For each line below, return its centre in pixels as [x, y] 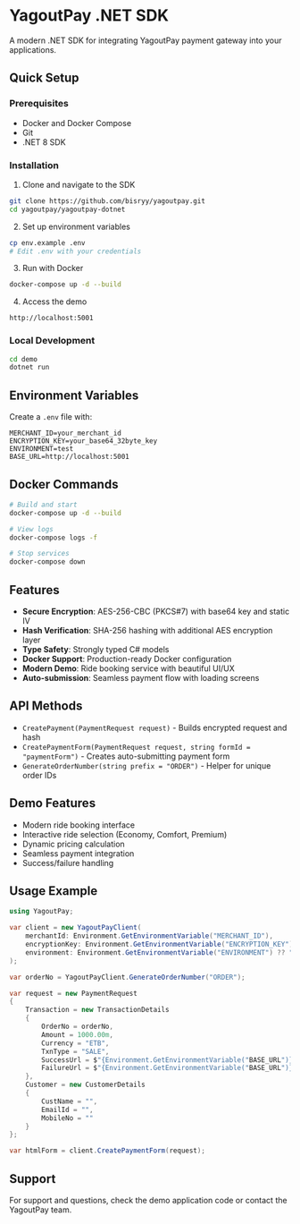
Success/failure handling [68, 863]
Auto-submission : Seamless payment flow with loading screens [141, 678]
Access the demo [54, 302]
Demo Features [53, 803]
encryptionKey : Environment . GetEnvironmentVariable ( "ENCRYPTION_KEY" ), [161, 945]
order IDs [39, 775]
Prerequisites [39, 104]
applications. [33, 49]
